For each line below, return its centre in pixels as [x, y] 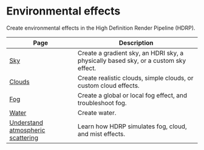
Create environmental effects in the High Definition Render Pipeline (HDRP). [101, 28]
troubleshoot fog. [102, 103]
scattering [24, 137]
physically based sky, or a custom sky [132, 60]
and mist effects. [102, 134]
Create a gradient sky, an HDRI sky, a [131, 53]
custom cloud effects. [109, 85]
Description [136, 42]
